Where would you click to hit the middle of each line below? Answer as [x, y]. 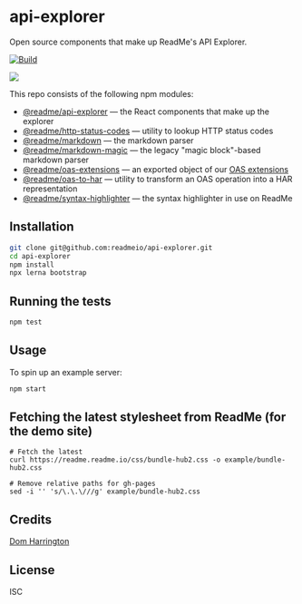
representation [50, 189]
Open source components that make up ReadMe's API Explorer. [128, 42]
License [32, 570]
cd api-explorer [40, 256]
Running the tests [60, 301]
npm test [26, 322]
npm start [28, 389]
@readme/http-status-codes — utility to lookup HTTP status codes [148, 131]
